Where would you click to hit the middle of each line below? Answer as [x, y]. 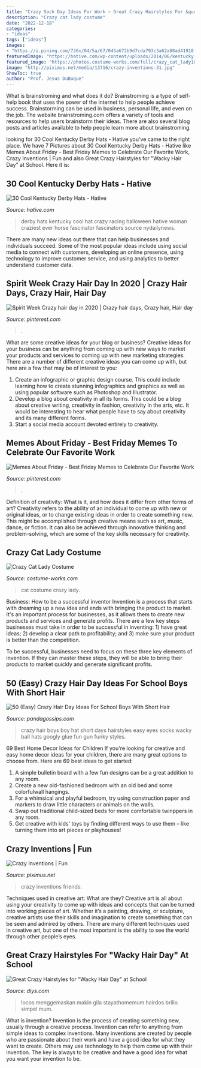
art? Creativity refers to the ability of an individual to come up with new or [97, 508]
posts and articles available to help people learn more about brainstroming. [99, 128]
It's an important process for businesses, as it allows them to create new [96, 614]
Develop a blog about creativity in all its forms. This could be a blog [98, 398]
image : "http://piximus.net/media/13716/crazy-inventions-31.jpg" [91, 67]
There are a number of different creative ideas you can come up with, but [97, 361]
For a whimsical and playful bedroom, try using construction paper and [102, 798]
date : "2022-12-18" [31, 23]
